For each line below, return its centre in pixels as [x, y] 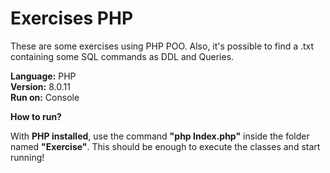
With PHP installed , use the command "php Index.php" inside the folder [160, 136]
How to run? [36, 116]
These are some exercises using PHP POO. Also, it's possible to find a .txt [162, 46]
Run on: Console [45, 97]
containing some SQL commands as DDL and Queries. [122, 56]
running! [27, 157]
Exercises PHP [72, 18]
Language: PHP [43, 76]
